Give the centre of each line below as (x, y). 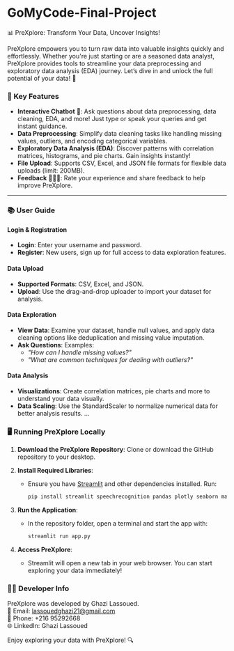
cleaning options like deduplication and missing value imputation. (111, 337)
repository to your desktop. (56, 457)
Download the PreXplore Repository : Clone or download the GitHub (115, 450)
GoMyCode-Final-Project (82, 13)
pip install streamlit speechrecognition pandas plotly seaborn (123, 497)
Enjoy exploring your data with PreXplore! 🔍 (70, 640)
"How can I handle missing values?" (80, 352)
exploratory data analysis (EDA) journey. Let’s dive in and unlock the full (110, 70)
